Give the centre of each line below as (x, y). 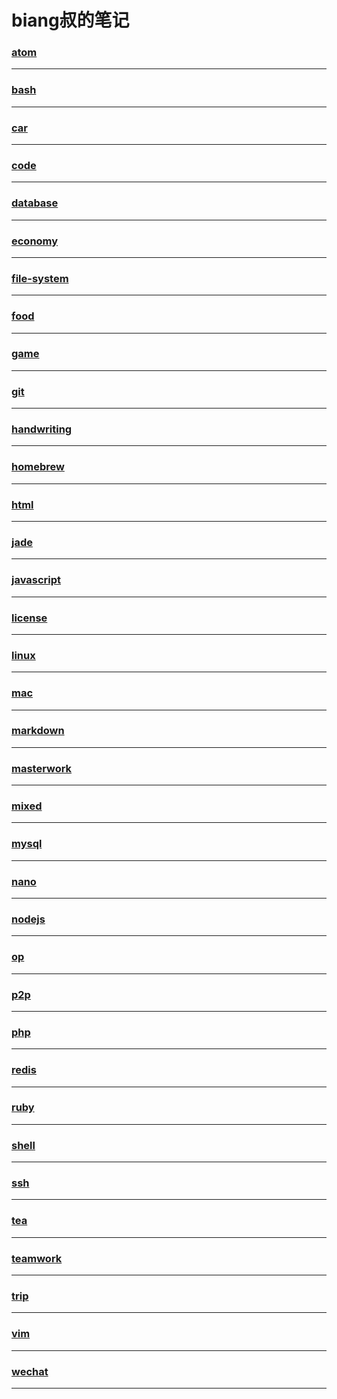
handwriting (42, 429)
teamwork (37, 1258)
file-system (40, 278)
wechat (30, 1371)
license (29, 618)
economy (35, 241)
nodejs (28, 919)
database (35, 203)
